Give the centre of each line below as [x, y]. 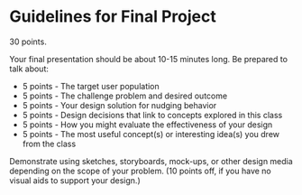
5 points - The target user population [91, 86]
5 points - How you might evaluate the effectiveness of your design [147, 125]
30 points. [28, 42]
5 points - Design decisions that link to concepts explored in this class [152, 115]
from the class [49, 144]
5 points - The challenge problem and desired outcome [125, 96]
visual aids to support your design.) [75, 180]
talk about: [29, 69]
